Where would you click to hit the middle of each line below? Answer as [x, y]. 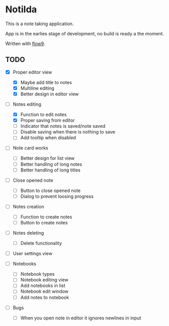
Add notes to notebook [45, 297]
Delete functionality [41, 243]
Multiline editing [37, 88]
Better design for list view [48, 158]
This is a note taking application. [40, 24]
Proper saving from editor [48, 120]
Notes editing [27, 104]
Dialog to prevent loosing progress [57, 196]
